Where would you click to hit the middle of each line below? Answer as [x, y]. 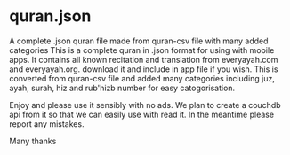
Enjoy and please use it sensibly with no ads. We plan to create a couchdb [145, 105]
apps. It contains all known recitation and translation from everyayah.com [144, 59]
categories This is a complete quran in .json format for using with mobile [142, 50]
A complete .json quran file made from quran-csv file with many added [139, 41]
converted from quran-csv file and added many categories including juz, [142, 78]
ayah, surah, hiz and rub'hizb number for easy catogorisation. [122, 88]
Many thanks [33, 141]
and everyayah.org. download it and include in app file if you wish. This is [144, 69]
